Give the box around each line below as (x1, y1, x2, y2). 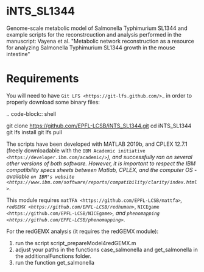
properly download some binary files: (6, 98, 100, 106)
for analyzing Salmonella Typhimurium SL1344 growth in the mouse (6, 44, 175, 51)
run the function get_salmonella (15, 259, 94, 266)
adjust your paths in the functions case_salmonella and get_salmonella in (15, 246, 198, 253)
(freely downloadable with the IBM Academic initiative (6, 146, 146, 154)
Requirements (6, 72, 79, 86)
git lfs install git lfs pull (6, 128, 63, 135)
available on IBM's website (6, 173, 75, 180)
